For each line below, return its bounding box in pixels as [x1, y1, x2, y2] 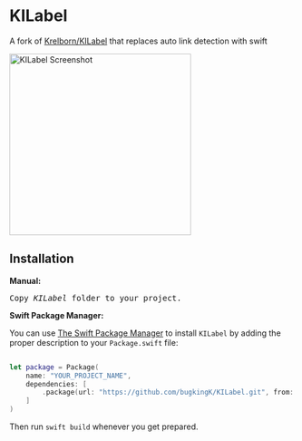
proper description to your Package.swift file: [9, 337, 179, 348]
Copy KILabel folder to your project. [9, 292, 182, 303]
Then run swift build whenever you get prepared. [9, 421, 199, 432]
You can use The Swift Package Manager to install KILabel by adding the [9, 328, 281, 338]
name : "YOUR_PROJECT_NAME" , [25, 371, 132, 380]
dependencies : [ [25, 379, 88, 388]
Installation [9, 251, 74, 267]
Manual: [9, 275, 42, 286]
